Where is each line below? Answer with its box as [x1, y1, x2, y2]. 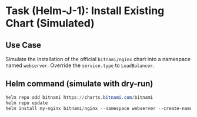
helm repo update [5, 100, 48, 106]
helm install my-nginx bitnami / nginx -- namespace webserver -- [5, 105, 164, 111]
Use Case [5, 40, 42, 50]
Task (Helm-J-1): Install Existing [5, 4, 165, 18]
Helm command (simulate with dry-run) [5, 79, 153, 89]
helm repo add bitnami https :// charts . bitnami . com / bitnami [5, 94, 153, 101]
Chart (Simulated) [5, 16, 95, 30]
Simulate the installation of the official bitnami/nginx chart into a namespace [5, 56, 191, 62]
